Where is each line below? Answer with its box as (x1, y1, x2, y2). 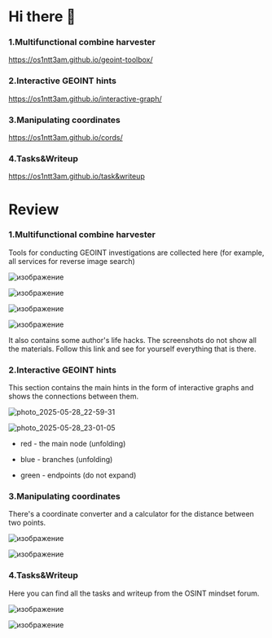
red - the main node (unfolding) (20, 439, 126, 449)
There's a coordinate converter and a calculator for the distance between (8, 509, 255, 519)
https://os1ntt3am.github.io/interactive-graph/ (8, 94, 162, 103)
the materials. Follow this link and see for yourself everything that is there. (8, 344, 257, 354)
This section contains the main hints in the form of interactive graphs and (8, 383, 254, 393)
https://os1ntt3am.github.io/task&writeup (8, 171, 145, 182)
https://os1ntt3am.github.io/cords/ (8, 133, 124, 143)
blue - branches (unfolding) (20, 455, 113, 464)
